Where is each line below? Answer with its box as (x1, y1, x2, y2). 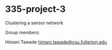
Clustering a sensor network (5, 20, 64, 26)
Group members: (5, 29, 40, 35)
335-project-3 (5, 3, 66, 15)
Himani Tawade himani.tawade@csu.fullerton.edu (5, 39, 107, 45)
